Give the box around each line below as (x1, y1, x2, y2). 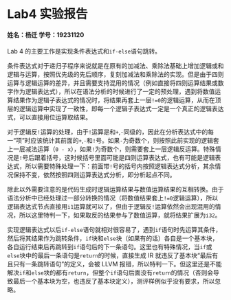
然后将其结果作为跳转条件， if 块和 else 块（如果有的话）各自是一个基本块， (7, 234, 219, 242)
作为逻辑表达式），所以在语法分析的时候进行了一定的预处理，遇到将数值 (12, 87, 215, 96)
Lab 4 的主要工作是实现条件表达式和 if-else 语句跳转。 (7, 47, 162, 56)
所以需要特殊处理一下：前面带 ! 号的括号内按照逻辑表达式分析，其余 (25, 162, 215, 170)
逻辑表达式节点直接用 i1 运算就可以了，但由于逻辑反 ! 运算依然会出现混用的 (7, 203, 215, 211)
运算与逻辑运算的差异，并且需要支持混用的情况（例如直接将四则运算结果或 (7, 79, 218, 87)
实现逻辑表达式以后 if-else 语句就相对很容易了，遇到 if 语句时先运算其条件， (7, 226, 222, 234)
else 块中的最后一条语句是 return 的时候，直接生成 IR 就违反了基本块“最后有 (7, 251, 219, 259)
